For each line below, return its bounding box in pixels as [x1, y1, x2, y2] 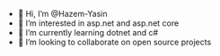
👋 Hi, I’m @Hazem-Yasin [17, 9, 108, 19]
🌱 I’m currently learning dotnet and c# [17, 28, 159, 37]
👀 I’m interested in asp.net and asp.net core [17, 18, 180, 28]
